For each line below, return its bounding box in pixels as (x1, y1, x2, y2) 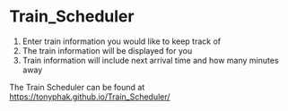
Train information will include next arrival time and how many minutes (22, 55, 280, 65)
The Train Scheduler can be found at (9, 81, 145, 92)
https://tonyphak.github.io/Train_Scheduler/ (9, 91, 170, 102)
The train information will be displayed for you (22, 45, 193, 55)
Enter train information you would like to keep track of (22, 36, 222, 47)
